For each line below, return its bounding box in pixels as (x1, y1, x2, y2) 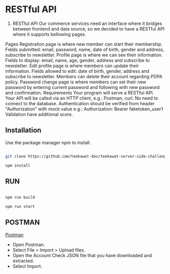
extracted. (12, 258, 34, 264)
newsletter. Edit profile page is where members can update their (5, 63, 139, 69)
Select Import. (12, 263, 42, 269)
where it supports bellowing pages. (12, 31, 87, 37)
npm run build (5, 195, 35, 200)
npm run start (5, 204, 35, 209)
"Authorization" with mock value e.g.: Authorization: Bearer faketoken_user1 (5, 106, 163, 112)
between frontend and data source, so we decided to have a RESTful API (12, 25, 165, 32)
